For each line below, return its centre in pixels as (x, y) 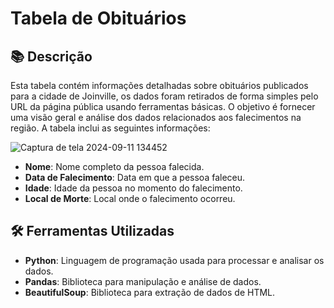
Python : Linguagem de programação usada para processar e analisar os (174, 260)
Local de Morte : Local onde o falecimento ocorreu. (130, 198)
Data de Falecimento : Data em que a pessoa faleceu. (135, 177)
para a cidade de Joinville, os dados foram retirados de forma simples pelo (164, 96)
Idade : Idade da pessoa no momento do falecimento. (133, 188)
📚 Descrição (51, 56)
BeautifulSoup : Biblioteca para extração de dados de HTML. (150, 292)
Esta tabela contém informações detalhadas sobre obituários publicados (159, 85)
